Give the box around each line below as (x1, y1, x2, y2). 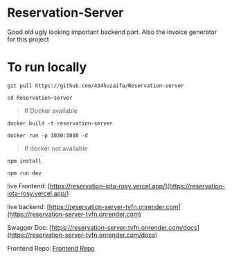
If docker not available (24, 144, 88, 152)
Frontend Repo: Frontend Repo (7, 244, 95, 252)
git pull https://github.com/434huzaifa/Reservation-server (7, 82, 185, 89)
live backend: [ (7, 202, 50, 211)
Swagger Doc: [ (7, 223, 52, 231)
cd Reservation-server (7, 94, 73, 101)
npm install (7, 157, 42, 164)
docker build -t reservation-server (7, 120, 113, 127)
